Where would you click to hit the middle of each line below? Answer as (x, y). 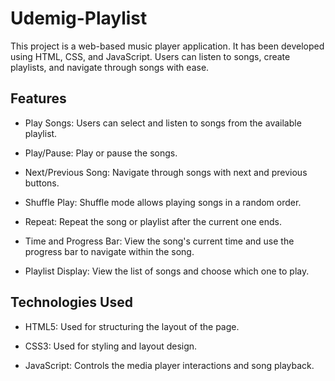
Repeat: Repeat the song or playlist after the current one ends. (153, 221)
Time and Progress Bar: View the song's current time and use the (159, 241)
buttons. (42, 183)
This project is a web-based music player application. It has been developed (167, 46)
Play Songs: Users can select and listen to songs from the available (163, 123)
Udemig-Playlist (79, 18)
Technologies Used (71, 302)
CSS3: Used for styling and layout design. (111, 346)
